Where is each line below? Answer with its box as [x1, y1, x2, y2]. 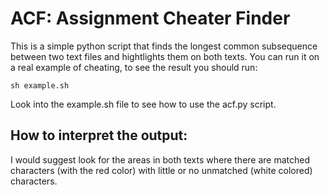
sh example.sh [10, 80, 70, 91]
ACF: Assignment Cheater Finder [10, 7, 291, 30]
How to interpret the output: [10, 127, 188, 144]
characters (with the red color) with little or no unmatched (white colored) [10, 164, 313, 176]
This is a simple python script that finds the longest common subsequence [10, 40, 318, 52]
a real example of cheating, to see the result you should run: [10, 61, 258, 73]
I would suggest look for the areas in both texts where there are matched [10, 153, 311, 166]
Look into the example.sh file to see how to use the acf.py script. [10, 98, 277, 110]
